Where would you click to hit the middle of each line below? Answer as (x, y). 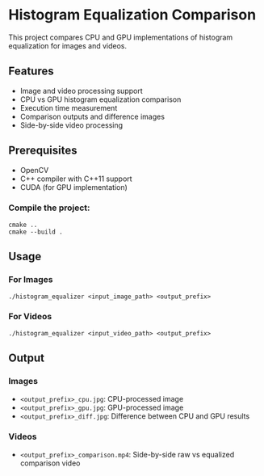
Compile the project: (49, 208)
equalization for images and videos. (68, 45)
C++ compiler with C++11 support (76, 179)
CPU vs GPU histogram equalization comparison (101, 99)
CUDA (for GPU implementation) (73, 187)
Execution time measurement (69, 107)
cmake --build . (36, 232)
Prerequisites (43, 151)
